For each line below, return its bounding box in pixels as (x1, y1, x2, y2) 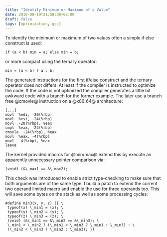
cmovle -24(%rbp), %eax (5, 130, 57, 135)
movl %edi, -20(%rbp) (5, 112, 52, 117)
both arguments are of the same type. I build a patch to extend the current (5, 181, 158, 187)
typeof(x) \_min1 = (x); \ (7, 205, 64, 210)
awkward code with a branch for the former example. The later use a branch (5, 93, 162, 99)
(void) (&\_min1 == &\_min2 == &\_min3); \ (7, 218, 99, 224)
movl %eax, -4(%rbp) (5, 134, 50, 139)
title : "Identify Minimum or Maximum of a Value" (5, 7, 111, 12)
